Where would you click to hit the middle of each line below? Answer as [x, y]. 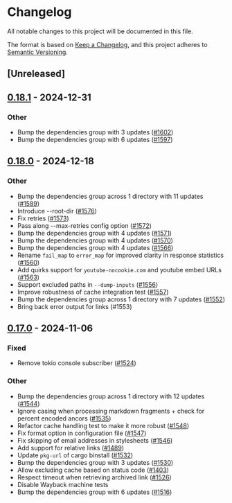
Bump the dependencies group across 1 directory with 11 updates [110, 196]
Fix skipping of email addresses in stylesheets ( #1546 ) [95, 440]
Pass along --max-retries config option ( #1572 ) [84, 225]
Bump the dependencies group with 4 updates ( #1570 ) [95, 240]
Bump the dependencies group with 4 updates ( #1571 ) [94, 233]
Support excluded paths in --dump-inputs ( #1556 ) [88, 284]
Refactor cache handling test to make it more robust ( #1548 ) [103, 425]
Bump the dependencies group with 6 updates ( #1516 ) [95, 492]
